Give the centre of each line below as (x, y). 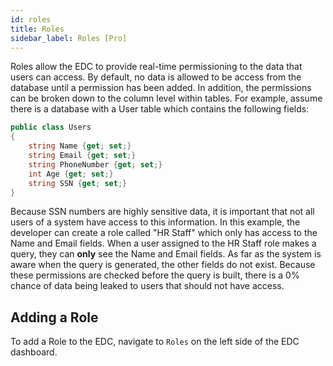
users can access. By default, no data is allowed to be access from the (156, 77)
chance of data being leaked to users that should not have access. (147, 286)
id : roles (31, 19)
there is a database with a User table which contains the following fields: (160, 109)
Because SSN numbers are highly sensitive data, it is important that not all (162, 212)
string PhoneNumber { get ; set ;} (95, 164)
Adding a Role (54, 317)
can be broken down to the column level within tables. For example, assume (166, 98)
